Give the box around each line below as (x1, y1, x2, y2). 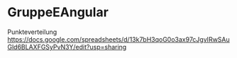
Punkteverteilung (7, 28, 57, 36)
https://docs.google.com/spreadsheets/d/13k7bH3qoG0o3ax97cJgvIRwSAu (7, 35, 231, 43)
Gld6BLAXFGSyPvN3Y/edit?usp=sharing (7, 42, 127, 51)
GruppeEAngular (7, 4, 109, 21)
